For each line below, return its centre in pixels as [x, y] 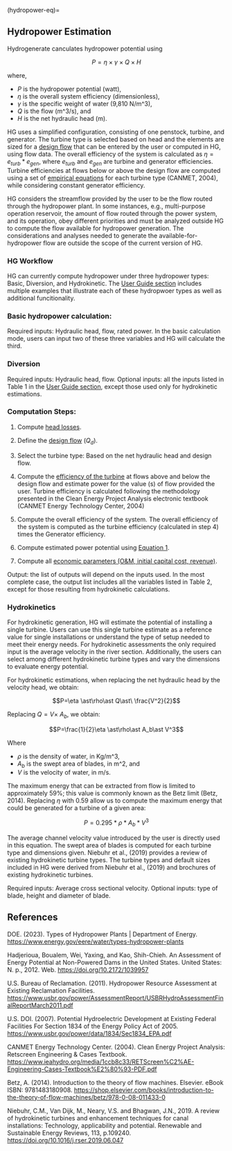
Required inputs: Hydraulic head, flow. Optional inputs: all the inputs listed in [116, 379]
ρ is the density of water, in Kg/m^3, [68, 756]
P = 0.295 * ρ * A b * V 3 [116, 823]
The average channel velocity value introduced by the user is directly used [114, 838]
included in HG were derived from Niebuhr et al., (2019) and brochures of [111, 867]
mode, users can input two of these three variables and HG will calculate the [116, 339]
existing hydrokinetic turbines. [50, 875]
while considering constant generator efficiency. [76, 185]
